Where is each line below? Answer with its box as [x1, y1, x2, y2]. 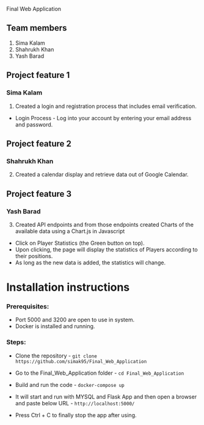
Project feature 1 [6, 70, 70, 80]
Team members [6, 23, 67, 33]
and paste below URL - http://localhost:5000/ [15, 399, 135, 407]
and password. [15, 121, 53, 128]
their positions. [15, 252, 53, 259]
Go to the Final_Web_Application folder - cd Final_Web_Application [15, 369, 184, 377]
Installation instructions [6, 280, 130, 294]
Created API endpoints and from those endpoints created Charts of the [15, 221, 194, 228]
